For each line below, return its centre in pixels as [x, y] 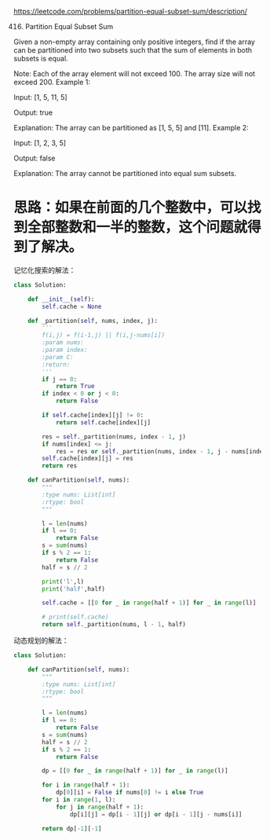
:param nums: [63, 343]
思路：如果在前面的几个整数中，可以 [131, 208]
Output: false [35, 158]
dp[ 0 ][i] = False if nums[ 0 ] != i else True [130, 793]
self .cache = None [72, 306]
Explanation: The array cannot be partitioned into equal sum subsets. [125, 173]
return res [60, 466]
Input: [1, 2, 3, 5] [40, 143]
